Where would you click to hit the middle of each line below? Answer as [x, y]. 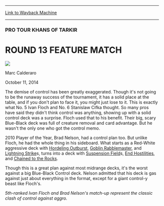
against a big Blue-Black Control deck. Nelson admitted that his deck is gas [81, 173]
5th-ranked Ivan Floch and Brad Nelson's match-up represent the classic [79, 193]
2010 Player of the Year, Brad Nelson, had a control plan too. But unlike [76, 137]
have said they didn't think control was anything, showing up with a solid [78, 113]
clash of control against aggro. [36, 198]
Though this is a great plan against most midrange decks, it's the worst [76, 168]
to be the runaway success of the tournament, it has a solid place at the [77, 97]
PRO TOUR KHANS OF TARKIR [41, 30]
